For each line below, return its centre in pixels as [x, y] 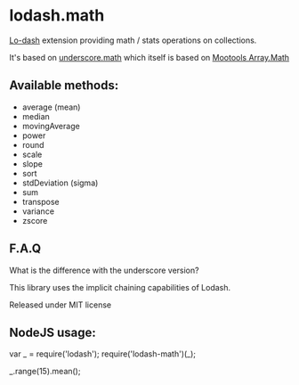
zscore [35, 220]
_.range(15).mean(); [45, 372]
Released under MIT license [61, 305]
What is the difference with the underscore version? [104, 270]
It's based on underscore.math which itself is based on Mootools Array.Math [149, 57]
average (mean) [51, 107]
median [36, 116]
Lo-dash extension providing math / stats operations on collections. [133, 40]
